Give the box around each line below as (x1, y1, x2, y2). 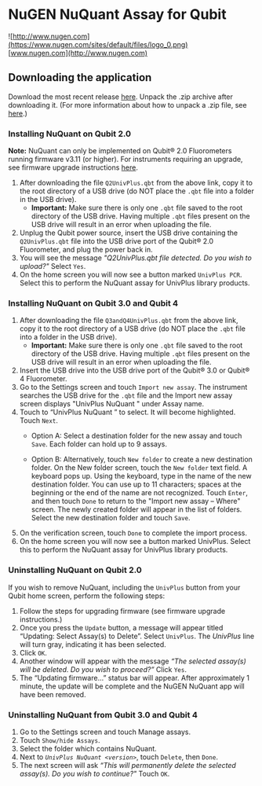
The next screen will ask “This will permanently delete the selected (19, 760, 237, 769)
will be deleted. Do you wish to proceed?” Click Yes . (19, 664, 187, 674)
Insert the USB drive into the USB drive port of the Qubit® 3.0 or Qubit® (19, 365, 250, 375)
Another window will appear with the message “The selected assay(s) (19, 656, 247, 666)
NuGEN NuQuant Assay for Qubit (8, 6, 227, 24)
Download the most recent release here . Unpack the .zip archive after (8, 92, 234, 101)
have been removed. (19, 689, 86, 699)
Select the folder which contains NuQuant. (19, 744, 157, 753)
